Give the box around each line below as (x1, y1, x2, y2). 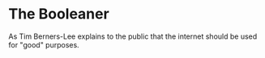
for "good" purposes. (8, 39, 79, 49)
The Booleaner (8, 5, 109, 23)
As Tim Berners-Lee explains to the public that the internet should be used (8, 31, 258, 41)
